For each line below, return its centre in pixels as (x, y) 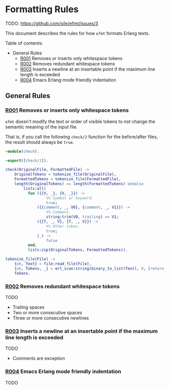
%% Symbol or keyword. (70, 198)
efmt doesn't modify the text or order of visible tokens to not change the (80, 121)
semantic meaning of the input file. (41, 127)
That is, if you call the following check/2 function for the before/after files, (82, 137)
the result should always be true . (40, 142)
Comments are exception (39, 359)
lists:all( (35, 188)
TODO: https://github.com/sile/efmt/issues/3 (52, 23)
